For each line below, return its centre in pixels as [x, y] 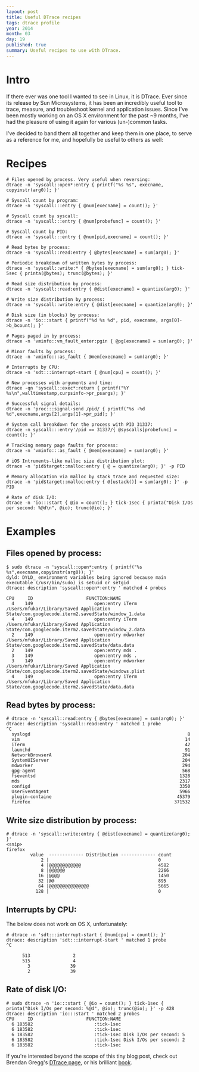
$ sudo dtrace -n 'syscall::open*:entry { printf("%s [74, 567]
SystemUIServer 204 [101, 761]
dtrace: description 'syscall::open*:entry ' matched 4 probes [86, 588]
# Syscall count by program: [42, 200]
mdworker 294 [101, 766]
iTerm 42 [101, 745]
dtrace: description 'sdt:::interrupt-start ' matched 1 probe [86, 940]
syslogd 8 [101, 734]
